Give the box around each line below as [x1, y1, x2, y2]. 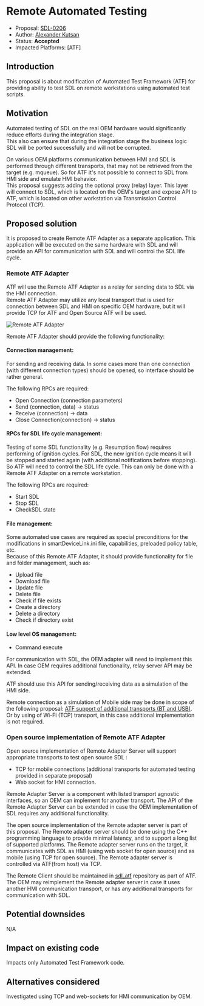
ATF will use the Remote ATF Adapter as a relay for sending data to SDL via [6, 283, 194, 290]
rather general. [6, 373, 44, 380]
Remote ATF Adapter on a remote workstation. [6, 470, 123, 477]
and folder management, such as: [6, 559, 90, 567]
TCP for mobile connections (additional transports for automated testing [15, 765, 195, 773]
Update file [15, 584, 43, 591]
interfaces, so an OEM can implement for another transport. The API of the [6, 797, 193, 804]
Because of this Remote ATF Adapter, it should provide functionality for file [6, 553, 193, 560]
